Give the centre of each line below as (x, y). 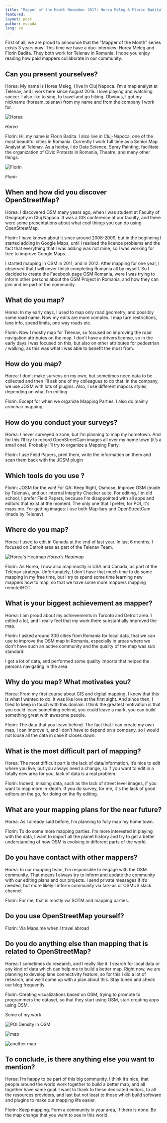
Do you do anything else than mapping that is (77, 944)
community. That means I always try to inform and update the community (80, 875)
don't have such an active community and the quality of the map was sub (80, 646)
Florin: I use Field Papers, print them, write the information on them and (78, 455)
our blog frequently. (25, 984)
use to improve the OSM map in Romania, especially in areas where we (78, 641)
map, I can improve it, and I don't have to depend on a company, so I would (82, 730)
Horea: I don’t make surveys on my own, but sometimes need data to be (79, 376)
